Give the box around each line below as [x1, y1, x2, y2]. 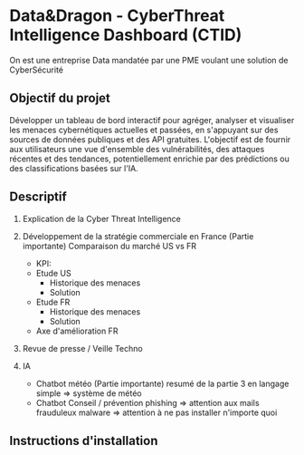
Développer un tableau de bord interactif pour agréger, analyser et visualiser [9, 114, 295, 125]
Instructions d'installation [9, 432, 158, 449]
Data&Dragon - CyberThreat [9, 5, 225, 26]
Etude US [35, 267, 71, 278]
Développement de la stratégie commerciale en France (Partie [22, 230, 254, 241]
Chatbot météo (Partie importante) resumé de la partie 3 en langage [35, 378, 290, 389]
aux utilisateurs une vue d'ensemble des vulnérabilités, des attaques [9, 143, 265, 154]
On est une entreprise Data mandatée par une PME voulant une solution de [9, 54, 289, 65]
